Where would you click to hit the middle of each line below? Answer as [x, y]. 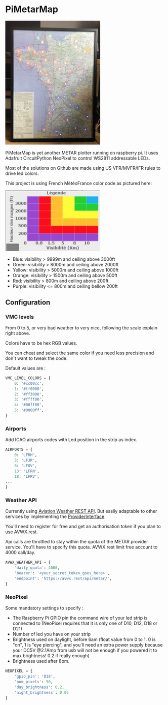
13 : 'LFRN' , [27, 471]
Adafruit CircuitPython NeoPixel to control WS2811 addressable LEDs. [78, 158]
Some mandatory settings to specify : [44, 608]
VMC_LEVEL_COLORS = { [28, 378]
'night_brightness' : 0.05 [42, 692]
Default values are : [26, 368]
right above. [18, 333]
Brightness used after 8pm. [41, 661]
